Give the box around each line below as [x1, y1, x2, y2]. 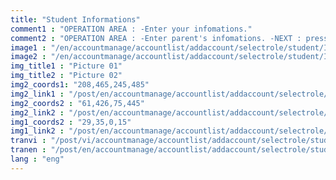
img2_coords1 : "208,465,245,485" [10, 80, 150, 90]
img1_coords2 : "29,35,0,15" [10, 117, 132, 127]
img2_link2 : [10, 107, 65, 118]
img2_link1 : [10, 89, 65, 99]
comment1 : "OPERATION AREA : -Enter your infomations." [10, 24, 253, 34]
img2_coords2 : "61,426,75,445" [10, 98, 145, 108]
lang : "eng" [10, 154, 65, 164]
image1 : [10, 42, 47, 53]
